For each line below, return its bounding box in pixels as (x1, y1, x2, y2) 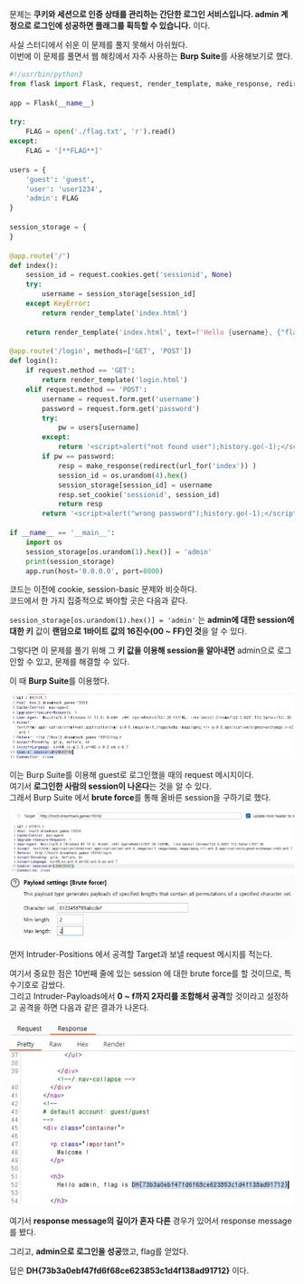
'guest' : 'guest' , (25, 175, 95, 184)
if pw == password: (42, 452, 116, 461)
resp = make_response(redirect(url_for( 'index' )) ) (57, 461, 257, 470)
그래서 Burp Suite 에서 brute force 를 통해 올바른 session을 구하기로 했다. (9, 791, 271, 802)
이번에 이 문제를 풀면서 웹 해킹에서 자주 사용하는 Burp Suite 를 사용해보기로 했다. (9, 51, 293, 62)
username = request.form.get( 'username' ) (42, 394, 201, 404)
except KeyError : (25, 299, 91, 308)
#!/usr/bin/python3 (9, 70, 83, 79)
